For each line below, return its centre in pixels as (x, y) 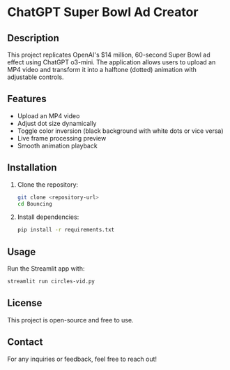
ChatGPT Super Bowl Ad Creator (103, 12)
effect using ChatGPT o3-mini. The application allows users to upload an (112, 62)
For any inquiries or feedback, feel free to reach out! (82, 359)
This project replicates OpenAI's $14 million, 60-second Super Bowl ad (109, 55)
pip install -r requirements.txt (66, 230)
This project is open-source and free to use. (70, 320)
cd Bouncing (34, 204)
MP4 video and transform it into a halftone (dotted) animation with (102, 70)
